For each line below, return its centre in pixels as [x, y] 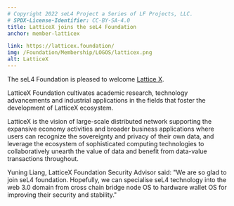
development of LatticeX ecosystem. [60, 108]
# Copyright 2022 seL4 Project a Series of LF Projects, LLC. [100, 14]
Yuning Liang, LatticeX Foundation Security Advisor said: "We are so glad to [117, 172]
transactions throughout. [43, 158]
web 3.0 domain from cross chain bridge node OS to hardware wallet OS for [117, 187]
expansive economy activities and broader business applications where [111, 129]
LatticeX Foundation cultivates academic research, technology [98, 93]
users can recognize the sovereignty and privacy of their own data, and [111, 136]
